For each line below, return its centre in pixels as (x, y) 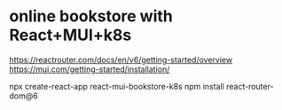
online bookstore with (91, 16)
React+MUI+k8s (70, 35)
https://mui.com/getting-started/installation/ (90, 69)
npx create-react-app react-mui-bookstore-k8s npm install (117, 86)
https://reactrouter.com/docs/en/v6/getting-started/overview (121, 59)
